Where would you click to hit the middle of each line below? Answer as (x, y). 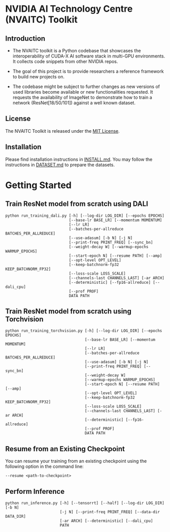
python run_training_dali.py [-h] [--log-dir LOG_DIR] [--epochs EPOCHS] (85, 216)
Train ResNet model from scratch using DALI (77, 204)
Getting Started (39, 185)
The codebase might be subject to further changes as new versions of (86, 86)
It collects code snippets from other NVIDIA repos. (65, 61)
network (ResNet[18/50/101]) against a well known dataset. (74, 103)
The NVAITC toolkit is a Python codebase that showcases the (77, 51)
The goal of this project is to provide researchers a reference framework (88, 71)
